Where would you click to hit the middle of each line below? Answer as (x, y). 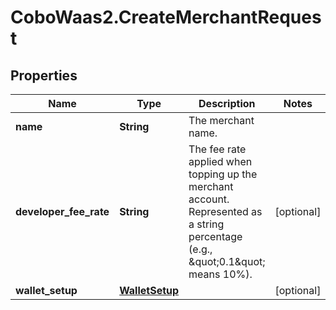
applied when (220, 161)
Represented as (225, 211)
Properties (44, 75)
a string (206, 224)
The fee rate (217, 149)
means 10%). (220, 274)
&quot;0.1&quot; (227, 261)
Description (227, 103)
